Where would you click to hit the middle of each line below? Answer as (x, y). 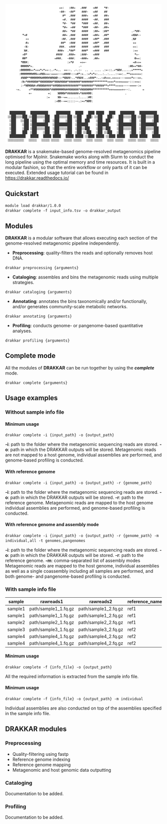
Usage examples (32, 398)
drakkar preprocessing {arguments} (42, 268)
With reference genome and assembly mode (52, 525)
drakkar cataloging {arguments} (39, 292)
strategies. (23, 282)
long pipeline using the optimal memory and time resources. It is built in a (80, 162)
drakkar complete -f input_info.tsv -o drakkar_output (63, 211)
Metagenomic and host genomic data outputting (62, 770)
